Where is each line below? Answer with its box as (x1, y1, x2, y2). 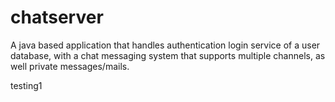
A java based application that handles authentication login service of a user (10, 39, 321, 51)
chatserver (10, 6, 104, 29)
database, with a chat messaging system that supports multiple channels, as (10, 49, 326, 61)
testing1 (10, 79, 43, 91)
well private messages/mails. (10, 60, 130, 72)
